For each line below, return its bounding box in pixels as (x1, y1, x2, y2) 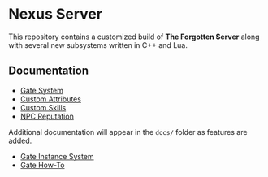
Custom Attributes (19, 94, 81, 104)
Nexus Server (8, 5, 103, 24)
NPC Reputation (19, 111, 75, 121)
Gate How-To (19, 160, 65, 170)
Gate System (19, 85, 63, 95)
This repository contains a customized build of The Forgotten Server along (8, 32, 260, 41)
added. (8, 136, 32, 145)
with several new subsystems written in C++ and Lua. (8, 40, 188, 50)
